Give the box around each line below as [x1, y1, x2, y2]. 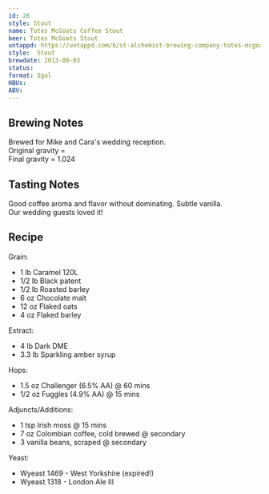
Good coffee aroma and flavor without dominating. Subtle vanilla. [8, 199, 223, 209]
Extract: [8, 326, 34, 335]
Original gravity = [8, 146, 66, 156]
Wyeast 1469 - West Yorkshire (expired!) [19, 468, 155, 478]
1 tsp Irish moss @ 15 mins [19, 420, 107, 430]
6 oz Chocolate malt [19, 293, 86, 302]
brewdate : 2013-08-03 [8, 57, 81, 65]
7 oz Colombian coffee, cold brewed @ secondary [19, 428, 186, 438]
